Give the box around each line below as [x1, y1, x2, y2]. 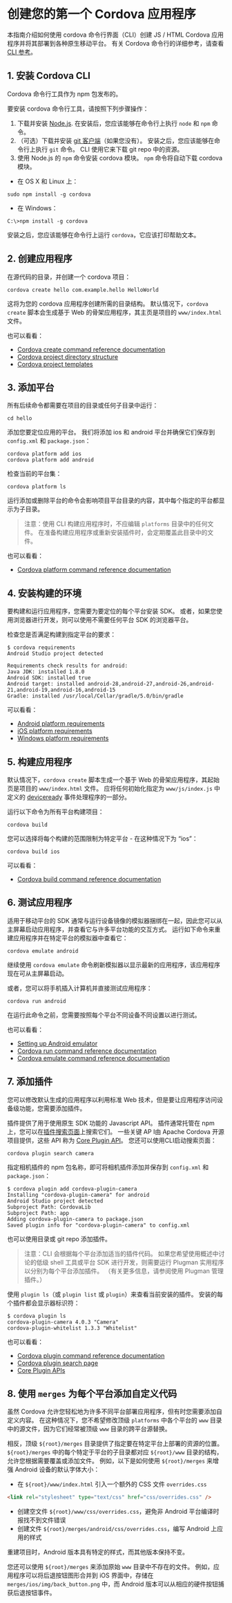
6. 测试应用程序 [7, 897, 72, 908]
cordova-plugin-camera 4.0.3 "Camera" [7, 1319, 119, 1326]
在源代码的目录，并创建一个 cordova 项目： [7, 273, 131, 281]
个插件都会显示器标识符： [7, 1299, 80, 1307]
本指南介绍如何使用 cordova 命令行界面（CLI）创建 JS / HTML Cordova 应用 [7, 30, 224, 39]
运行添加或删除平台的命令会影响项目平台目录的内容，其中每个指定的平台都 [7, 496, 219, 505]
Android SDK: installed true [7, 675, 91, 681]
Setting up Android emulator [17, 1039, 98, 1047]
